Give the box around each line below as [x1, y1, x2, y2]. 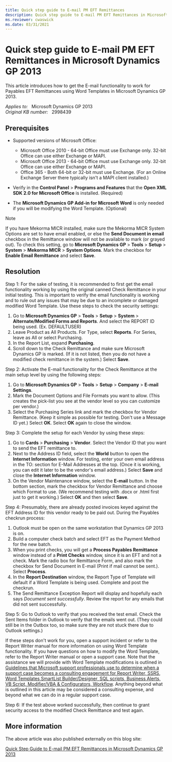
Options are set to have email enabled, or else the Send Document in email [5, 231, 164, 236]
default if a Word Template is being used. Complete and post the [12, 579, 149, 585]
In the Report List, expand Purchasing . [12, 339, 95, 346]
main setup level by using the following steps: [5, 371, 101, 377]
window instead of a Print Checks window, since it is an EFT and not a [12, 552, 162, 558]
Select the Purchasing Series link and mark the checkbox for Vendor [12, 409, 157, 415]
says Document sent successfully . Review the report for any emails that [12, 595, 164, 601]
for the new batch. [12, 541, 52, 547]
